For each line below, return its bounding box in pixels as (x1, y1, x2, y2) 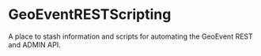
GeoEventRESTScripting (8, 6, 172, 24)
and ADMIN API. (8, 39, 61, 49)
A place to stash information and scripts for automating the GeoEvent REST (8, 32, 253, 41)
